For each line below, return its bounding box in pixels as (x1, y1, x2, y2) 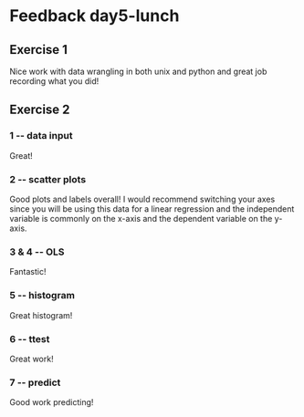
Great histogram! (9, 309, 73, 320)
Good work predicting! (9, 397, 94, 408)
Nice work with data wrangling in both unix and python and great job (9, 66, 267, 77)
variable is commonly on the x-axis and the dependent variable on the (9, 213, 273, 224)
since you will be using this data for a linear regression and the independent (9, 203, 295, 214)
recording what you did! (9, 76, 100, 87)
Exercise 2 (9, 102, 70, 118)
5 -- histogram (9, 289, 76, 302)
